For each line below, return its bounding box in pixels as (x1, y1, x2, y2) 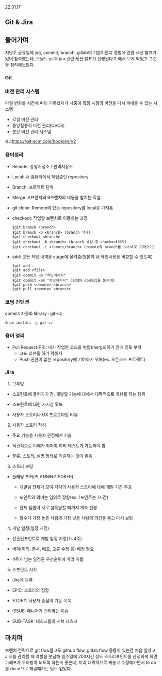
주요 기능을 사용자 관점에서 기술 (12, 432, 72, 438)
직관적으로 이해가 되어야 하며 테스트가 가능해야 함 (12, 442, 106, 449)
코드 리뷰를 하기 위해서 (19, 350, 63, 356)
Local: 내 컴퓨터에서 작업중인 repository (12, 173, 89, 179)
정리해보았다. (10, 62, 35, 68)
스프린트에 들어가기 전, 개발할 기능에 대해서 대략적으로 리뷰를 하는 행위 (12, 391, 146, 397)
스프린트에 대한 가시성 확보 (12, 401, 63, 407)
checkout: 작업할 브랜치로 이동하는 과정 (12, 215, 88, 221)
